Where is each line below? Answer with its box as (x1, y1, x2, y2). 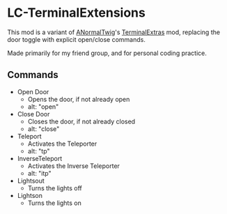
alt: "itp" (27, 169, 52, 177)
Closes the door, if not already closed (27, 117, 136, 125)
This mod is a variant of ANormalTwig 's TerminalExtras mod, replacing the (7, 28, 221, 36)
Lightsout (17, 176, 45, 185)
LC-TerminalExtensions (7, 5, 146, 21)
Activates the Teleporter (27, 139, 97, 148)
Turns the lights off (27, 183, 82, 192)
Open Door (17, 87, 49, 95)
